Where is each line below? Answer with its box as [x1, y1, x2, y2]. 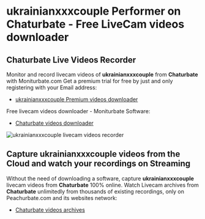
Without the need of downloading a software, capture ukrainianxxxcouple [6, 174, 195, 182]
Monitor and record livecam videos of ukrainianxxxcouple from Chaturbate [6, 71, 198, 78]
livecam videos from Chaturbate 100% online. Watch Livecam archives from [6, 181, 199, 188]
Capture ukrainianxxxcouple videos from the [6, 149, 181, 160]
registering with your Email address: [6, 84, 97, 91]
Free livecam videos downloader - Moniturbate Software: [6, 108, 151, 114]
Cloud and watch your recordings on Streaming [6, 158, 191, 169]
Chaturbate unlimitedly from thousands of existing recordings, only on [6, 188, 185, 195]
